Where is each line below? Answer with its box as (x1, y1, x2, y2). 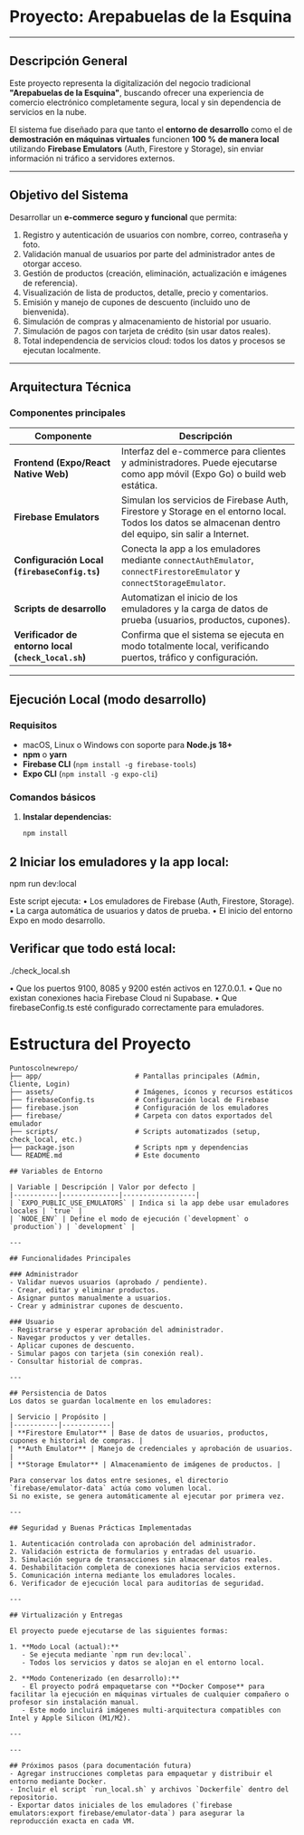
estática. (120, 479, 158, 492)
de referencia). (22, 277, 79, 288)
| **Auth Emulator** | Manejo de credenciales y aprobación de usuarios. (9, 1444, 294, 1453)
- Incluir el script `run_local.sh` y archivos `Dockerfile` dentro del (9, 1784, 290, 1794)
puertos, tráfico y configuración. (120, 651, 259, 664)
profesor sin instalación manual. (9, 1697, 140, 1706)
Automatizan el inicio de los (120, 591, 238, 604)
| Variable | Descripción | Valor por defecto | (9, 1182, 196, 1192)
